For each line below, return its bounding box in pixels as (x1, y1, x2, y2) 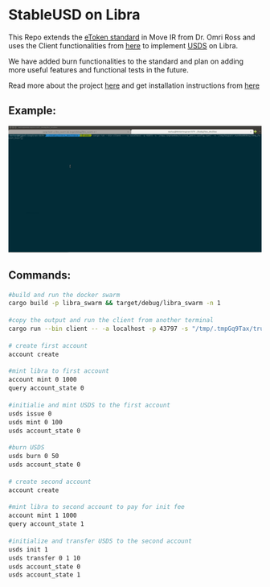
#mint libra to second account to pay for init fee (8, 503, 185, 511)
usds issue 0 (8, 409, 52, 418)
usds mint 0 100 (8, 418, 63, 426)
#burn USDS (8, 444, 45, 452)
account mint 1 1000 (8, 511, 78, 520)
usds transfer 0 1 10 (8, 554, 81, 562)
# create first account (8, 341, 88, 349)
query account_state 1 (8, 520, 84, 528)
